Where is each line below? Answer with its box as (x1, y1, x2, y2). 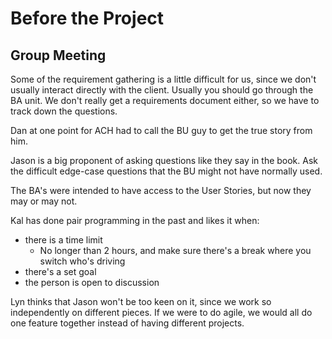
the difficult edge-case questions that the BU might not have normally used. (10, 165, 323, 177)
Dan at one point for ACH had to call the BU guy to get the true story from (10, 125, 313, 136)
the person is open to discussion (24, 277, 160, 288)
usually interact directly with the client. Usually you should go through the (10, 84, 314, 96)
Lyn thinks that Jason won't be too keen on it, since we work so (10, 296, 272, 307)
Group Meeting (10, 47, 107, 64)
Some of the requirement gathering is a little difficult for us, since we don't (10, 73, 317, 85)
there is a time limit (24, 234, 103, 246)
